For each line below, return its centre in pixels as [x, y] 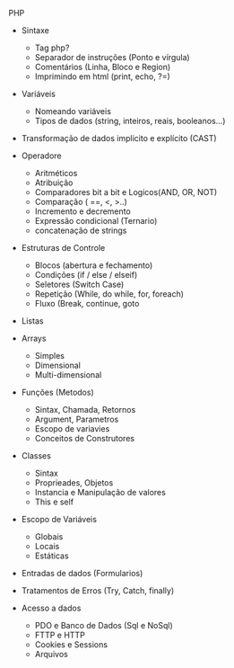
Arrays [34, 338]
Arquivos [51, 654]
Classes [36, 456]
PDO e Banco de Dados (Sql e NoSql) [104, 625]
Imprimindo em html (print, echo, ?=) [103, 76]
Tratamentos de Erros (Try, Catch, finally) [98, 591]
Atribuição [54, 183]
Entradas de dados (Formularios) [82, 573]
